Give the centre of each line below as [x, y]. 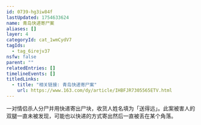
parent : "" [20, 62]
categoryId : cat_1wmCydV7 [39, 40]
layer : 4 [17, 34]
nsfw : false [21, 57]
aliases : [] [21, 29]
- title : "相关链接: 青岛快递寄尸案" [54, 85]
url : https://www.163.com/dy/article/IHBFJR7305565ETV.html [95, 91]
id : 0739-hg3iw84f [29, 12]
